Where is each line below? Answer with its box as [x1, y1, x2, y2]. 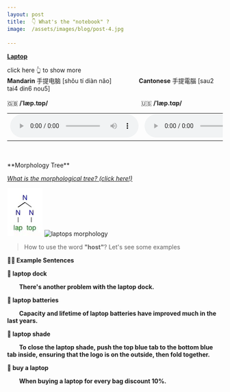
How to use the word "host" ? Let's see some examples [23, 243, 181, 251]
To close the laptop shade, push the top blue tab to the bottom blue [19, 343, 214, 351]
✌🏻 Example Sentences [7, 256, 75, 264]
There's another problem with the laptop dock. [19, 282, 155, 291]
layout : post [7, 11, 44, 18]
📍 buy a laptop [7, 363, 49, 371]
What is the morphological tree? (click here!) [7, 174, 133, 182]
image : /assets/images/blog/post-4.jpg [7, 25, 125, 32]
